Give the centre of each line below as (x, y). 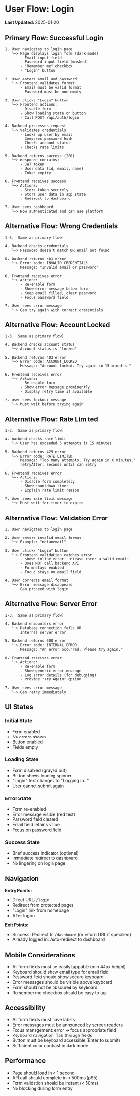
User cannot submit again (38, 786)
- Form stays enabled (42, 568)
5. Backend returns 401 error (36, 259)
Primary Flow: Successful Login (54, 38)
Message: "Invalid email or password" (59, 267)
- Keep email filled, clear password (58, 293)
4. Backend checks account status (40, 345)
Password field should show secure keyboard (58, 977)
